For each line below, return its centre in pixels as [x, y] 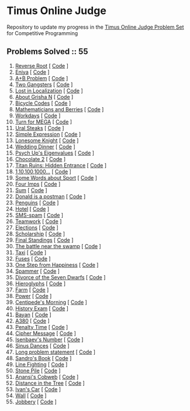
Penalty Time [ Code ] [42, 327]
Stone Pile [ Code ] [38, 371]
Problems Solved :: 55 [47, 52]
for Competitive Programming [42, 33]
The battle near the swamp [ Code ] [58, 246]
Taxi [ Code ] [31, 252]
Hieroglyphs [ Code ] [40, 283]
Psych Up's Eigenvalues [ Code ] [55, 153]
